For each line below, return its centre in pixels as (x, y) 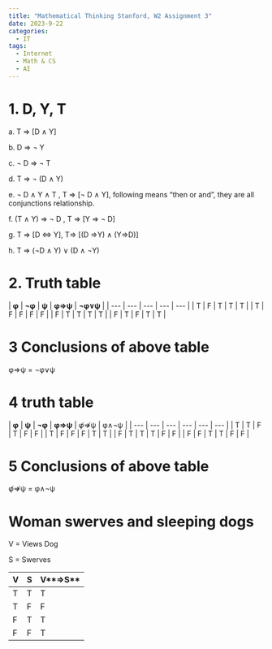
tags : (17, 46)
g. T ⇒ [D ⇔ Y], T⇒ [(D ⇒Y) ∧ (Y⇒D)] (74, 234)
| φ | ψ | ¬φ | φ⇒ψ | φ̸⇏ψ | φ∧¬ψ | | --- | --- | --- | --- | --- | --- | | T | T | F (135, 425)
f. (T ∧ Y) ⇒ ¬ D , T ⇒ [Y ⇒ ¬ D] (62, 218)
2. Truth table (55, 283)
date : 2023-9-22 (36, 24)
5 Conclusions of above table (109, 466)
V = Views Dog (33, 544)
